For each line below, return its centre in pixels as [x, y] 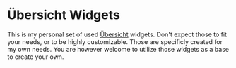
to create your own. [36, 57]
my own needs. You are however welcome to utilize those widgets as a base [118, 49]
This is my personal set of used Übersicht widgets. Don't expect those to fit [117, 34]
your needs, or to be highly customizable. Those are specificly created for [115, 41]
